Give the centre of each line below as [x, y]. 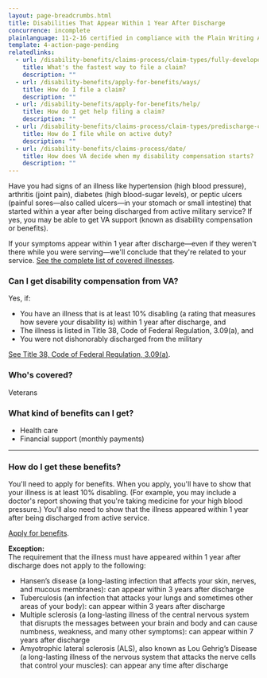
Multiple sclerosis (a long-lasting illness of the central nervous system [134, 615]
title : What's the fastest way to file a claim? [104, 68]
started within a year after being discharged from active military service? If [130, 211]
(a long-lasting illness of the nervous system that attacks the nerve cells [138, 657]
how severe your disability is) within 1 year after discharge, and [123, 322]
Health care [39, 431]
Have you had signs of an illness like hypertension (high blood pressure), [128, 186]
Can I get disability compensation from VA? [93, 281]
